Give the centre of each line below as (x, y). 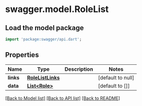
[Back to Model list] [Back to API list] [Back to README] (63, 98)
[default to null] (116, 77)
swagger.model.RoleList (57, 9)
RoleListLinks (43, 77)
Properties (22, 55)
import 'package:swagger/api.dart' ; (43, 39)
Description (79, 69)
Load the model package (45, 28)
